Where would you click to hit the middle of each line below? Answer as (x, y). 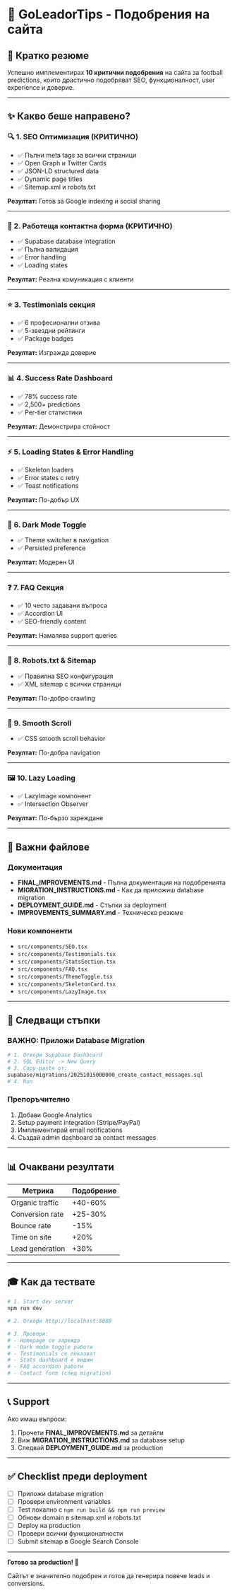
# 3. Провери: (28, 1334)
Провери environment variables (64, 1501)
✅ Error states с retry (48, 477)
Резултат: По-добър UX (43, 500)
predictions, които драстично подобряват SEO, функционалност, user (111, 80)
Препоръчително (39, 1099)
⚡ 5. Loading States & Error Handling (71, 452)
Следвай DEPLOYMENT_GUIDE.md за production (90, 1447)
